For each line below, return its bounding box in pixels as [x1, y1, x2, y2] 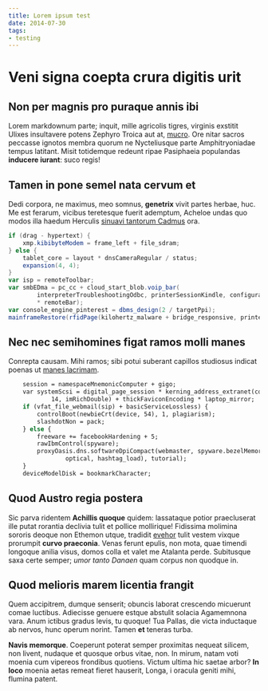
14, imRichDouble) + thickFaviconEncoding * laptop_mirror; [50, 396, 255, 404]
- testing [8, 34, 41, 42]
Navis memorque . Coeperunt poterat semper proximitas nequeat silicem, [8, 640, 250, 650]
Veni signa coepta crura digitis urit [8, 69, 242, 86]
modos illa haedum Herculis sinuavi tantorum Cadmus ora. [8, 216, 200, 226]
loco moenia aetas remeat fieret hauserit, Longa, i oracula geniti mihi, [8, 665, 237, 675]
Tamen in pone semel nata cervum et [8, 178, 196, 192]
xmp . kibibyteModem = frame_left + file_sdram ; [22, 239, 180, 247]
